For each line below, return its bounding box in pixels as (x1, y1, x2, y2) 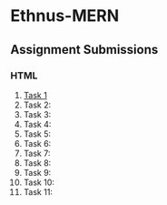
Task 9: (23, 167, 52, 178)
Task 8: (23, 157, 52, 169)
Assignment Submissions (10, 42, 159, 57)
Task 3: (23, 108, 52, 119)
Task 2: (23, 99, 52, 110)
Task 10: (23, 177, 55, 188)
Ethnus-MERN (10, 5, 120, 26)
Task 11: (23, 186, 54, 197)
